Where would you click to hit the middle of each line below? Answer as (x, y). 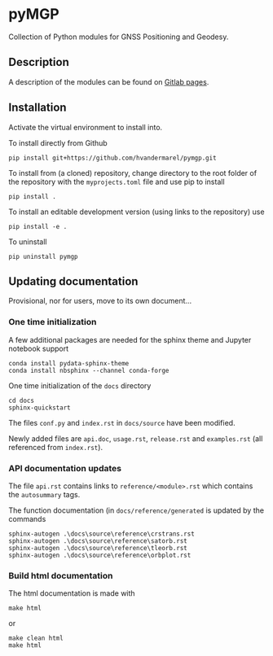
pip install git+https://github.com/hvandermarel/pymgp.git (113, 158)
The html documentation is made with (72, 593)
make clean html (36, 639)
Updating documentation (73, 281)
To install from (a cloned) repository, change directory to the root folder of (133, 173)
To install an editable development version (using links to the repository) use (136, 212)
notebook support (39, 348)
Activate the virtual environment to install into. (86, 127)
